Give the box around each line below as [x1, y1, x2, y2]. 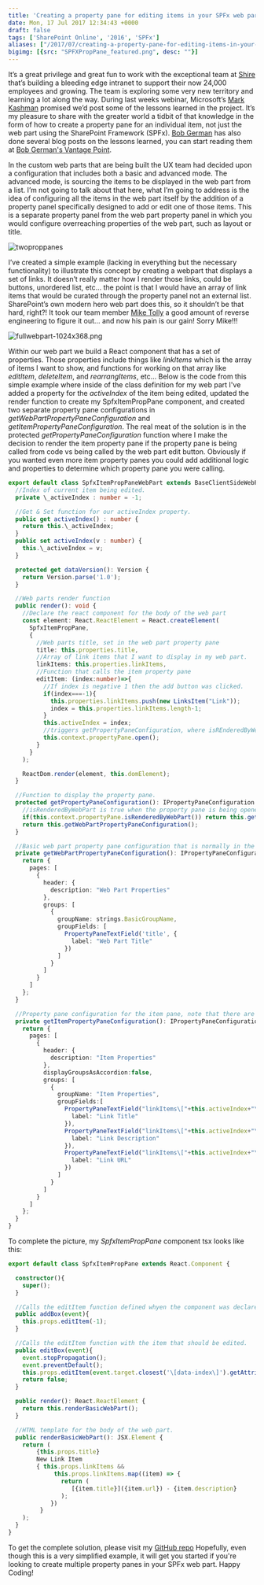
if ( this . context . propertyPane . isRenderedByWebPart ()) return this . [22, 813, 247, 821]
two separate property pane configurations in [8, 405, 156, 414]
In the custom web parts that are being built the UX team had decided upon [8, 161, 253, 169]
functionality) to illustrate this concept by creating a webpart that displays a [8, 266, 253, 275]
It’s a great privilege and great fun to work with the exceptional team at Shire [8, 70, 255, 79]
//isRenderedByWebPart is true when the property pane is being [22, 806, 237, 814]
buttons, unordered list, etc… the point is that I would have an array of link [8, 283, 247, 292]
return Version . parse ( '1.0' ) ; [22, 573, 122, 581]
